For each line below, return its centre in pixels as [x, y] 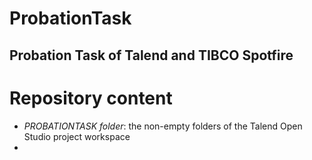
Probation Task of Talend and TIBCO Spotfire [151, 55]
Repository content [91, 98]
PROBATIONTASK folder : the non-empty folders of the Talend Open [163, 126]
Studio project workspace [77, 136]
